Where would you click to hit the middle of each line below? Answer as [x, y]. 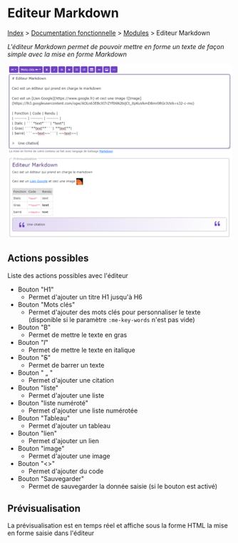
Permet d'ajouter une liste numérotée [83, 410]
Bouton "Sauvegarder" [51, 478]
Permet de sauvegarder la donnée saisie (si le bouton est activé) [123, 486]
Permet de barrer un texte [66, 365]
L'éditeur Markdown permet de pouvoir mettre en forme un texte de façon [116, 46]
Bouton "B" [34, 327]
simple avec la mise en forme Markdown [67, 54]
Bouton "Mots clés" [46, 304]
